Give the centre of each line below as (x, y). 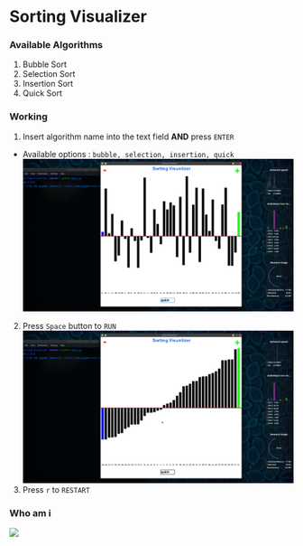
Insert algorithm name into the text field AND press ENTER (128, 136)
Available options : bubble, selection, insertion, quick (128, 154)
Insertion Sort (48, 84)
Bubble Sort (45, 64)
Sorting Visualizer (78, 17)
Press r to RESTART (56, 490)
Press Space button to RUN (69, 325)
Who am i (30, 513)
